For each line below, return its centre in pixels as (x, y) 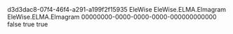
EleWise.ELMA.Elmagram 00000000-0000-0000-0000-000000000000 (112, 17)
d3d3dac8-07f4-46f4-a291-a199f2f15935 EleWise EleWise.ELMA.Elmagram (117, 9)
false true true (28, 24)
